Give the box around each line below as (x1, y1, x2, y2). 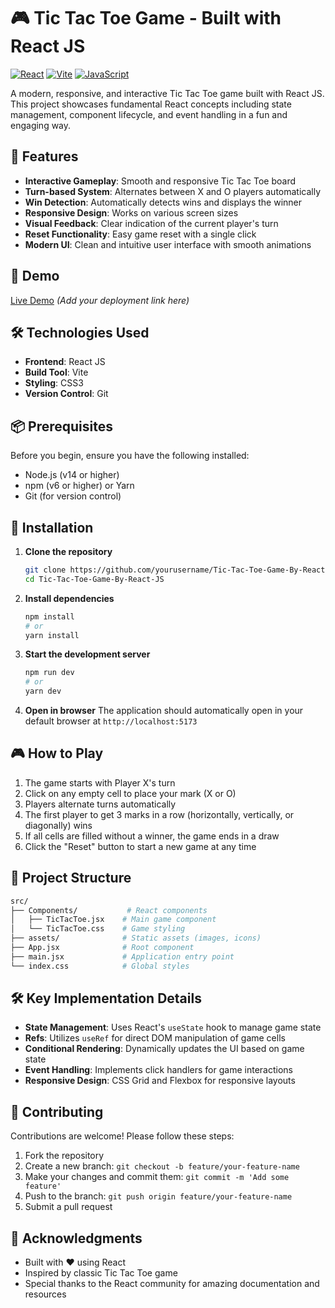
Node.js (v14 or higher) (24, 469, 120, 481)
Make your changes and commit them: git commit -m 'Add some (24, 1171, 290, 1183)
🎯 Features (10, 148, 79, 165)
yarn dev (24, 686, 62, 697)
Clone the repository (24, 546, 113, 557)
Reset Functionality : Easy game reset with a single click (24, 228, 257, 240)
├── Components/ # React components (10, 905, 208, 915)
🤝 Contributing (10, 1103, 104, 1120)
